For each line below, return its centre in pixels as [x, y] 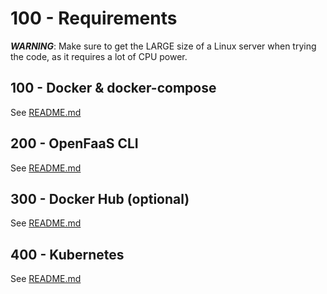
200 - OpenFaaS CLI [74, 143]
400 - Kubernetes [67, 254]
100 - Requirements [94, 18]
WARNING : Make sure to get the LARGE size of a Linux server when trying [163, 46]
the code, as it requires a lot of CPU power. [99, 56]
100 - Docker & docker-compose [113, 88]
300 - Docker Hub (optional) [100, 198]
